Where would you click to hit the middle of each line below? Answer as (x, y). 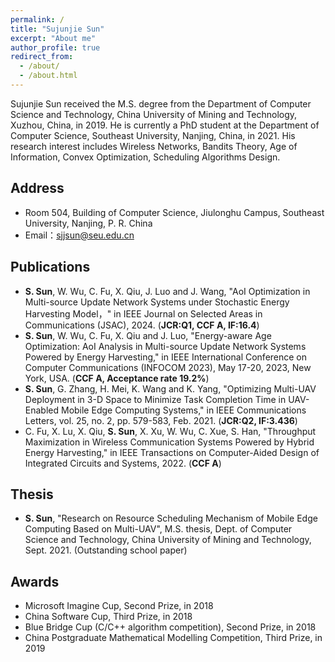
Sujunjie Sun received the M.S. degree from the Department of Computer (161, 103)
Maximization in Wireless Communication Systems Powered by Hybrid (169, 442)
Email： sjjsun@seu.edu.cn (79, 235)
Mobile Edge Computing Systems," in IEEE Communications (183, 410)
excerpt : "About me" (53, 38)
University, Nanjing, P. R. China (88, 223)
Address (37, 188)
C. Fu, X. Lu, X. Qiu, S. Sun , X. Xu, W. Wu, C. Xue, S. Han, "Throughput (170, 431)
